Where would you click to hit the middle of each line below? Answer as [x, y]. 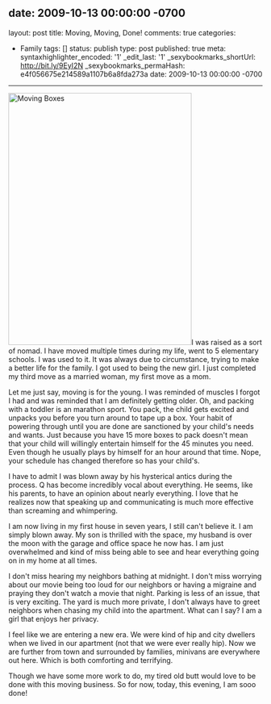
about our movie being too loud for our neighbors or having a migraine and [132, 585]
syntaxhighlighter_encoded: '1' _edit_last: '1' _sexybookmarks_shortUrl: [138, 56]
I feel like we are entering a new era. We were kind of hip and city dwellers [132, 634]
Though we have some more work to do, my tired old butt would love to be [132, 676]
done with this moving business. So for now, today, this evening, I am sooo [132, 684]
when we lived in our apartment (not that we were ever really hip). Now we [132, 643]
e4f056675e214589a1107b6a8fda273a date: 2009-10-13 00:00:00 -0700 [141, 74]
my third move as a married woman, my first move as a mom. [110, 376]
